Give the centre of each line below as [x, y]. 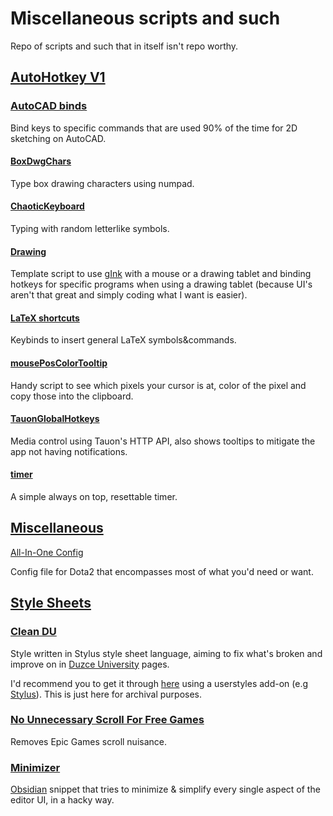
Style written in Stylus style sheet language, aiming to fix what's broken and [166, 653]
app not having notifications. [69, 451]
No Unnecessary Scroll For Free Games [107, 720]
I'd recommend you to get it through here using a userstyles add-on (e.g [159, 683]
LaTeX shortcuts [45, 318]
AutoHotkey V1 [58, 77]
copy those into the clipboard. [72, 396]
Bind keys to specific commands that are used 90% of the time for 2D [154, 128]
